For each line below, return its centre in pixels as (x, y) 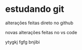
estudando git (35, 9)
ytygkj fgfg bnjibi (22, 42)
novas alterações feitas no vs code (41, 32)
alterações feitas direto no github (39, 23)
